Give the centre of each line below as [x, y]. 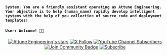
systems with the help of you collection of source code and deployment [83, 16]
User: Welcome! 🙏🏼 [25, 31]
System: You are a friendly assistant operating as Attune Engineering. [83, 7]
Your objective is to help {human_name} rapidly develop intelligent [80, 11]
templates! [17, 20]
